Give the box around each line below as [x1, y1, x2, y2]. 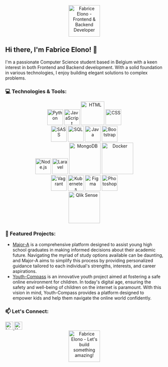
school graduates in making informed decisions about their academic [12, 247, 156, 253]
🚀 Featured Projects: [5, 230, 56, 237]
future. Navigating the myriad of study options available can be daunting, [12, 252, 163, 258]
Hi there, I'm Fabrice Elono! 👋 [5, 45, 98, 54]
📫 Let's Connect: [5, 308, 49, 315]
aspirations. [12, 268, 37, 274]
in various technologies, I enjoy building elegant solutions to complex [5, 69, 148, 76]
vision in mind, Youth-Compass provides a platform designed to [12, 289, 144, 296]
